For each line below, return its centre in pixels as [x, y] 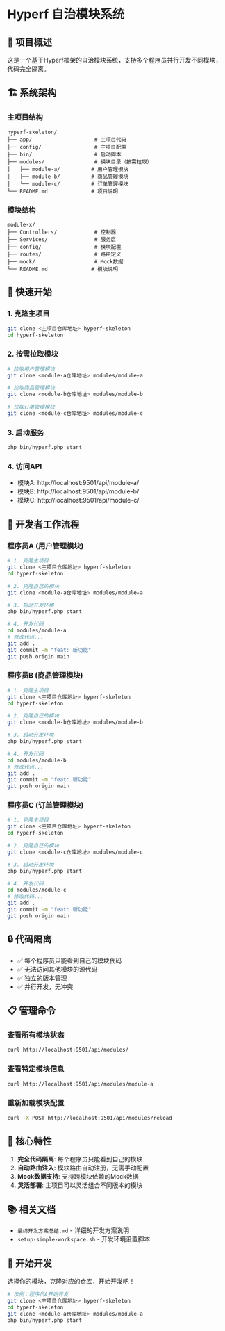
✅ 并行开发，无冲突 [45, 986]
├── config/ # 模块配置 [64, 247]
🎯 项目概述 [30, 42]
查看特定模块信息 [36, 1069]
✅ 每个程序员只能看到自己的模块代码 [69, 961]
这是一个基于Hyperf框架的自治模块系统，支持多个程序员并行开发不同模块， [115, 60]
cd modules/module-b [37, 760]
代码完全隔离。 [28, 69]
